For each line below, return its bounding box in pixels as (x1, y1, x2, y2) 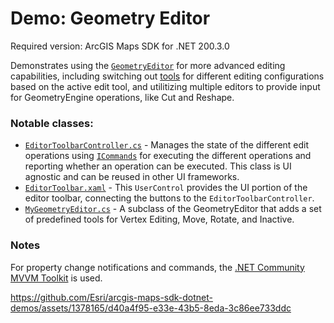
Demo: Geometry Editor (10, 7, 211, 30)
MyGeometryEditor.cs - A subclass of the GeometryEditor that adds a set (24, 203, 322, 215)
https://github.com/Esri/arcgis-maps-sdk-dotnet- (10, 291, 213, 303)
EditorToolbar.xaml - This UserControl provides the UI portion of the (24, 182, 308, 194)
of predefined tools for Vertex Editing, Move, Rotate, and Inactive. (24, 213, 295, 226)
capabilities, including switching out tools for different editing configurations (10, 70, 325, 82)
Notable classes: (10, 116, 94, 130)
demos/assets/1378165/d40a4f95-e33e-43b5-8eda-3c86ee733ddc (10, 302, 292, 314)
